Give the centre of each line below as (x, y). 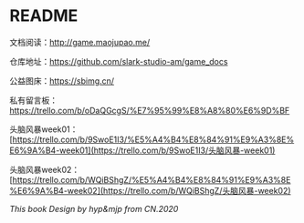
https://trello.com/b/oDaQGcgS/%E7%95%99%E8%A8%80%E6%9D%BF (150, 110)
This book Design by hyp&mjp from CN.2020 (94, 208)
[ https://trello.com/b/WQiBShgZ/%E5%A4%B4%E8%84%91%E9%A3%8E (150, 179)
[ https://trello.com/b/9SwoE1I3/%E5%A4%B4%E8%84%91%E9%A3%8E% (152, 139)
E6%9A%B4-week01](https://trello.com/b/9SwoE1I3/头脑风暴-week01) (142, 150)
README (44, 16)
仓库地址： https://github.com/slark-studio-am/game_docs (119, 61)
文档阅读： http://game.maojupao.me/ (80, 42)
